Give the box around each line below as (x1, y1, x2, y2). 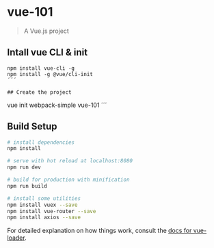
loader (7, 234, 25, 242)
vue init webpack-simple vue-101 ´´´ (7, 101, 107, 109)
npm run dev (7, 164, 41, 171)
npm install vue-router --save (7, 208, 96, 214)
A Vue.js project (23, 27, 70, 35)
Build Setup (7, 121, 57, 132)
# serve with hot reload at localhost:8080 (7, 158, 133, 164)
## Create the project (7, 88, 72, 96)
